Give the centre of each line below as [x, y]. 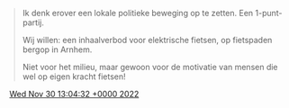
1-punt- [269, 13]
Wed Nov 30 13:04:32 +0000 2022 [74, 94]
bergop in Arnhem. [57, 49]
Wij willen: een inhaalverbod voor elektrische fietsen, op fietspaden [147, 40]
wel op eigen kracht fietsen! [74, 76]
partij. [33, 22]
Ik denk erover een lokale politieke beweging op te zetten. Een [138, 13]
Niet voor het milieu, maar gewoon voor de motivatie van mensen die [150, 67]
